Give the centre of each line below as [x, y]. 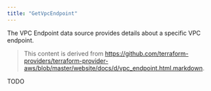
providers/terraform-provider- [66, 61]
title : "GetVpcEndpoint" [42, 13]
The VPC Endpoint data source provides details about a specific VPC [104, 33]
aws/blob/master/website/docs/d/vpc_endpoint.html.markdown [113, 68]
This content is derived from [64, 53]
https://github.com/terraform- [147, 53]
